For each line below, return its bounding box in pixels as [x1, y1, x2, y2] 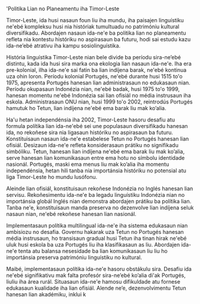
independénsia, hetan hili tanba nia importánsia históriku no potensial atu [6, 167, 187, 174]
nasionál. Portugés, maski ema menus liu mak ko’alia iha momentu [6, 161, 169, 168]
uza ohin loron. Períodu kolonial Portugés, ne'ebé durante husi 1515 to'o [6, 73, 183, 80]
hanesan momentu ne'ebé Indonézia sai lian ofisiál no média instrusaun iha [6, 92, 191, 99]
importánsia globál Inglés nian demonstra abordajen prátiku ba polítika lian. [6, 197, 192, 205]
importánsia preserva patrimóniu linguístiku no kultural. [6, 254, 143, 261]
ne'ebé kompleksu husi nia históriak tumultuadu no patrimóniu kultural [6, 23, 180, 30]
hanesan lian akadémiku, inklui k [6, 291, 86, 298]
